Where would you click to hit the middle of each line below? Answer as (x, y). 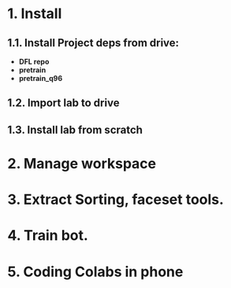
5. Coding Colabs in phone (95, 271)
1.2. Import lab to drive (63, 103)
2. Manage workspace (82, 163)
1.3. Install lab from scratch (75, 129)
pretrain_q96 (41, 78)
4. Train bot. (48, 236)
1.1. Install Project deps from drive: (93, 43)
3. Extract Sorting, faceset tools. (115, 199)
